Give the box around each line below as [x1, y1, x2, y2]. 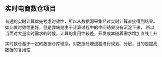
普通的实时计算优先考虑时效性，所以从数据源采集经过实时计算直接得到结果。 [5, 18, 158, 24]
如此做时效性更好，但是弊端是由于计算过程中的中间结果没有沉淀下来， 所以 [5, 24, 155, 30]
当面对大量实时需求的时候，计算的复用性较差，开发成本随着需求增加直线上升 [5, 30, 158, 36]
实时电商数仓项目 [5, 4, 56, 13]
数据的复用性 [5, 46, 30, 52]
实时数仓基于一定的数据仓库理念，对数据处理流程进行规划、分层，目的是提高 [5, 41, 158, 46]
